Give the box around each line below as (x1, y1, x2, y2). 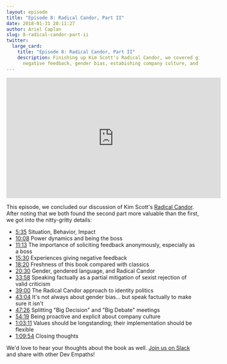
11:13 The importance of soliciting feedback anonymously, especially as (15, 241, 195, 248)
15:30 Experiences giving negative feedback (15, 254, 127, 261)
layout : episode (6, 9, 48, 15)
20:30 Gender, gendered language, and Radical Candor (15, 267, 155, 275)
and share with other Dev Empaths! (6, 351, 95, 358)
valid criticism (15, 280, 51, 287)
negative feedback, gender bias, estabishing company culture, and (22, 60, 199, 66)
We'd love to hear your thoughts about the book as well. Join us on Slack (6, 344, 190, 351)
